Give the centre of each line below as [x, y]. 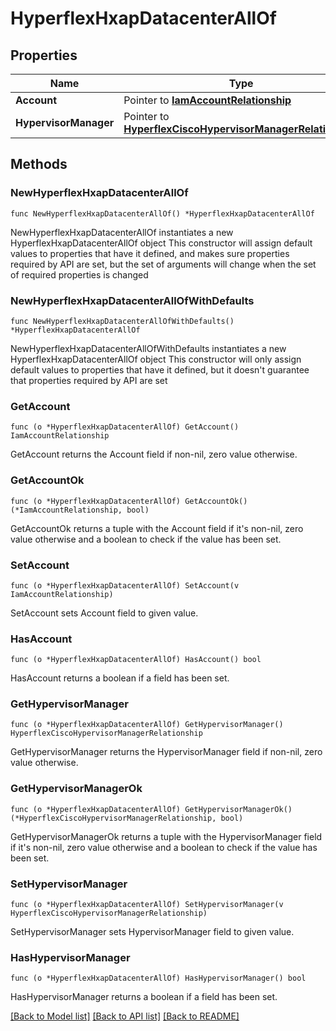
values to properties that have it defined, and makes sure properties [150, 253]
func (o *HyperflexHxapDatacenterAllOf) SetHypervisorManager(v [147, 905]
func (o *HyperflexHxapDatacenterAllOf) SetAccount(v [125, 585]
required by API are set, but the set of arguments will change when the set [163, 264]
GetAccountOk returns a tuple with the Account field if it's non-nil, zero [157, 528]
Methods [39, 164]
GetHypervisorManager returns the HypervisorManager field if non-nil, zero [166, 752]
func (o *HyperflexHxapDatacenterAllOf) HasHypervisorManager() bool [158, 978]
